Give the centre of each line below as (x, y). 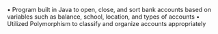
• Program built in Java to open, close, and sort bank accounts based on (109, 10)
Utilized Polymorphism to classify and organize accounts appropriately (107, 24)
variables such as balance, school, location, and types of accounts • (104, 17)
